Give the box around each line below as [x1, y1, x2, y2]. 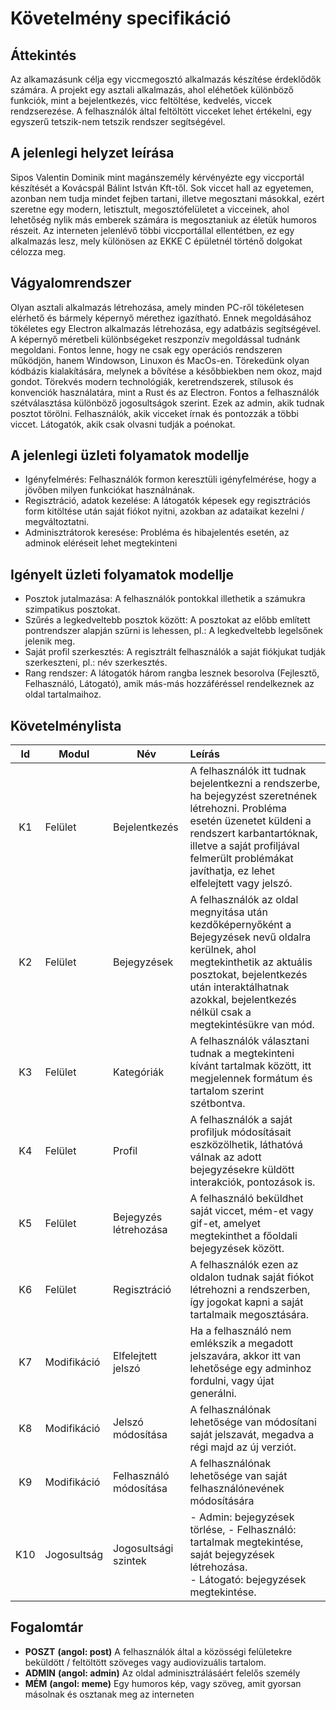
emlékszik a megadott [189, 1337, 294, 1351]
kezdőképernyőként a [189, 918, 292, 932]
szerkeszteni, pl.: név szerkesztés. [24, 657, 168, 669]
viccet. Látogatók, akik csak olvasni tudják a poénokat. [10, 418, 236, 430]
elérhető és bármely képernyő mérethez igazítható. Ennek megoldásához [10, 312, 312, 324]
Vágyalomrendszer [10, 275, 132, 292]
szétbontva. [189, 1097, 246, 1111]
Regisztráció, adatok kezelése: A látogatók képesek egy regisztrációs [24, 495, 311, 507]
